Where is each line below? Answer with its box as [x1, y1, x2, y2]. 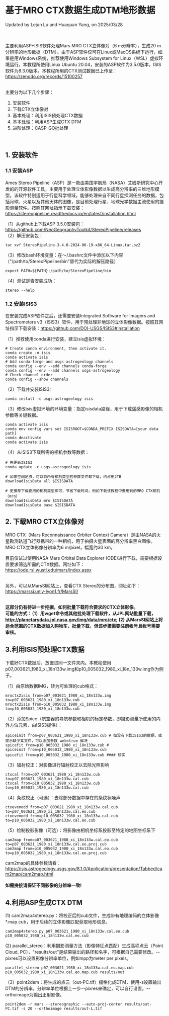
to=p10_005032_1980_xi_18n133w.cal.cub [5, 785, 89, 790]
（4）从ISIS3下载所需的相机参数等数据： [5, 449, 90, 455]
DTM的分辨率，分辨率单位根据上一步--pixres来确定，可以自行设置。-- [5, 985, 151, 991]
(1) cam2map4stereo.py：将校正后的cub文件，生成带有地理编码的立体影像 [5, 912, 159, 918]
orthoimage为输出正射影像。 [5, 992, 64, 998]
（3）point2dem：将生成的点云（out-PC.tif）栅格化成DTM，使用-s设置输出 [5, 979, 162, 985]
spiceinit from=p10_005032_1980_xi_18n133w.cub [5, 747, 107, 752]
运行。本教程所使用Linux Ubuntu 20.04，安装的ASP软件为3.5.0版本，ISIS [9, 61, 162, 67]
